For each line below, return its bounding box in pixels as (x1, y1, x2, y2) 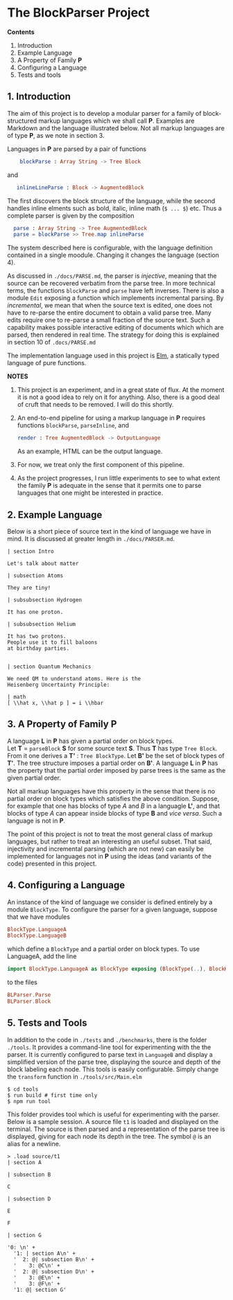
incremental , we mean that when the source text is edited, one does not (7, 301, 213, 310)
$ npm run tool (7, 1098, 51, 1105)
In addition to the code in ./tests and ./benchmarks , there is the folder (7, 1035, 207, 1044)
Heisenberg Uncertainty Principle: (7, 681, 110, 688)
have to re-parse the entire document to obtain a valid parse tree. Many (7, 308, 212, 317)
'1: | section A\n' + (13, 1249, 76, 1257)
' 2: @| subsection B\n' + (13, 1256, 95, 1263)
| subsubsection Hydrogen (7, 596, 82, 604)
